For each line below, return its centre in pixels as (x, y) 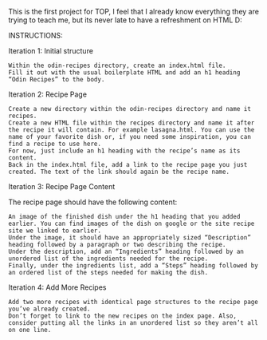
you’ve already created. (49, 309)
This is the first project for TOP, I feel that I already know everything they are (133, 12)
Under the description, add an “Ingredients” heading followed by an (126, 251)
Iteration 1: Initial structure (51, 51)
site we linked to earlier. (55, 231)
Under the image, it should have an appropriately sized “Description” (130, 238)
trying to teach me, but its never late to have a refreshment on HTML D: (125, 20)
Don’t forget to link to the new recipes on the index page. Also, (123, 316)
